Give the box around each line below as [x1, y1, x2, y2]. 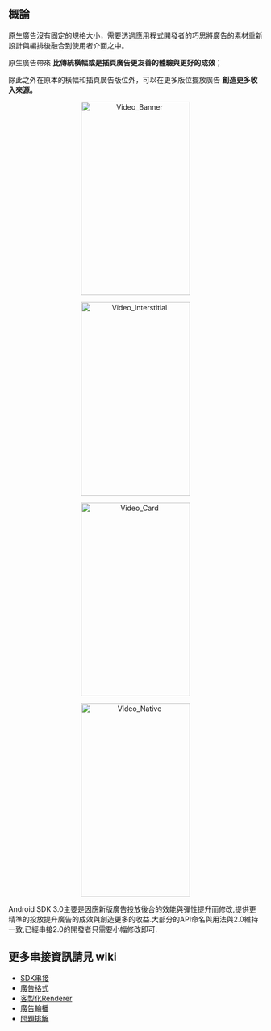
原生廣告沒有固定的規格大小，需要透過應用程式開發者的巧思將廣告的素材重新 [8, 31, 263, 40]
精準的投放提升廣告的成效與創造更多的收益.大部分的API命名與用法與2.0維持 [8, 914, 259, 924]
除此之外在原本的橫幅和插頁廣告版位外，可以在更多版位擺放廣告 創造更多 [8, 75, 251, 85]
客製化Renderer [19, 993, 73, 1003]
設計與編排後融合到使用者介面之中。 [8, 40, 129, 50]
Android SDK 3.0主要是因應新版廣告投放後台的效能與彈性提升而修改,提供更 [8, 904, 256, 913]
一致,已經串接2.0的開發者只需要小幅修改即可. [8, 924, 158, 933]
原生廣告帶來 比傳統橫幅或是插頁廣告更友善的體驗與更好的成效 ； [8, 57, 223, 67]
